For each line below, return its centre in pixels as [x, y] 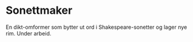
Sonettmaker [39, 10]
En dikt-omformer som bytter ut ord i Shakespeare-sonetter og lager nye [96, 27]
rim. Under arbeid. [29, 33]
